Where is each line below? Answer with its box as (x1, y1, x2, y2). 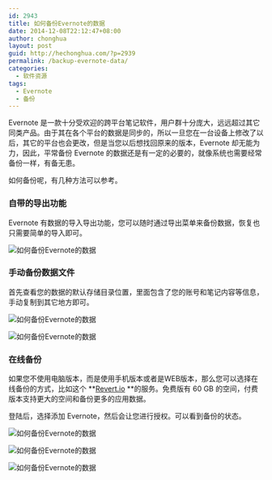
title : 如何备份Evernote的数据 (8, 19, 105, 28)
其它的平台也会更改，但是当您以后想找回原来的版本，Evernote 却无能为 (22, 138, 261, 148)
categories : (8, 65, 49, 73)
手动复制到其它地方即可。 (8, 297, 94, 307)
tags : (8, 79, 27, 87)
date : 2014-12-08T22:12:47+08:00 (8, 27, 121, 35)
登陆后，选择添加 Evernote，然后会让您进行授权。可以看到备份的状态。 (8, 411, 246, 421)
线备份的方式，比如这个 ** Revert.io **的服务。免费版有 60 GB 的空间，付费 (8, 384, 259, 393)
